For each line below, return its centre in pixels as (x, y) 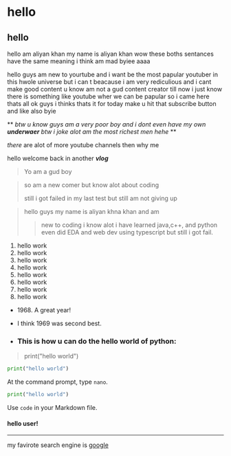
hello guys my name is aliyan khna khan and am (91, 211)
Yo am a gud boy (48, 172)
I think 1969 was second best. (59, 323)
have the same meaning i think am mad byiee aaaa (79, 61)
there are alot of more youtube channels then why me (83, 145)
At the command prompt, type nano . (57, 382)
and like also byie (32, 111)
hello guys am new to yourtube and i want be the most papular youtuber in (113, 74)
